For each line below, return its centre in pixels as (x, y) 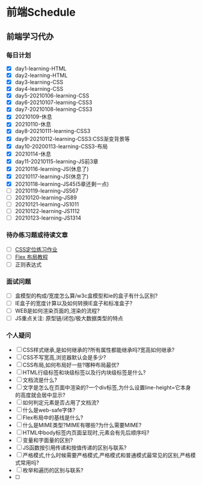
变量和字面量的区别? (48, 440)
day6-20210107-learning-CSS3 (54, 102)
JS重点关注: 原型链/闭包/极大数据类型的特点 (69, 318)
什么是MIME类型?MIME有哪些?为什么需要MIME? (82, 425)
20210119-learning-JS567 (47, 191)
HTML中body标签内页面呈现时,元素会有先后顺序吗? (86, 432)
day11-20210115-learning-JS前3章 (57, 161)
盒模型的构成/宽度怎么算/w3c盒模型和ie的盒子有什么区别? (86, 296)
